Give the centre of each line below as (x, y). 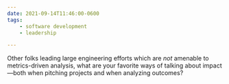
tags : (15, 20)
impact (212, 65)
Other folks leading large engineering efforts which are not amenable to (108, 59)
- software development (53, 26)
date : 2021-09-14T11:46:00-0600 (53, 13)
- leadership (38, 33)
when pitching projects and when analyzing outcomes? (105, 73)
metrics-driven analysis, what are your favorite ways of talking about (104, 65)
